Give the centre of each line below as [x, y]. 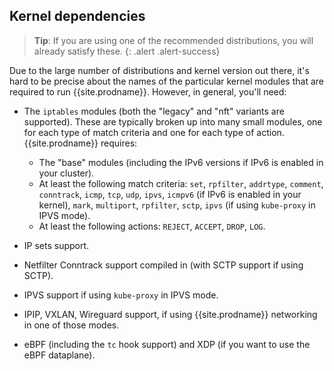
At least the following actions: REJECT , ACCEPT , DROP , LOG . [152, 226]
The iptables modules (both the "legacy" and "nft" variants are [154, 111]
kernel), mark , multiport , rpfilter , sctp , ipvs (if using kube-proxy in [177, 205]
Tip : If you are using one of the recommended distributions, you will [173, 40]
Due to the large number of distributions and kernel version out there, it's [159, 70]
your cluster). [66, 173]
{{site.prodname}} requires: [80, 143]
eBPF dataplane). [59, 355]
